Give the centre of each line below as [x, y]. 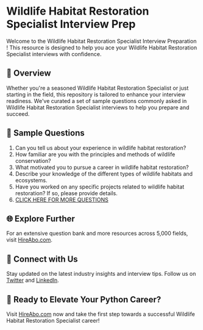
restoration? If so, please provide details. [66, 193]
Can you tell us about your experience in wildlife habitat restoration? [101, 148]
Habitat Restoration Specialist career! [53, 321]
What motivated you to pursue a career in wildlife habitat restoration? [102, 167]
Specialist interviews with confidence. [54, 54]
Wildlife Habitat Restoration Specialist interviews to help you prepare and [98, 107]
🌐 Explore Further [41, 219]
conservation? [33, 160]
